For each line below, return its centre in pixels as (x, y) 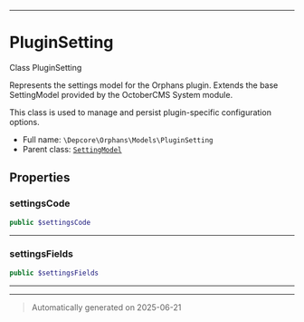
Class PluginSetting (46, 67)
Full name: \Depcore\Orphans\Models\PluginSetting (118, 139)
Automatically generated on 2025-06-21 (106, 307)
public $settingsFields (54, 273)
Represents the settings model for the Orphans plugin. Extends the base (144, 85)
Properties (40, 178)
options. (25, 122)
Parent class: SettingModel (72, 149)
